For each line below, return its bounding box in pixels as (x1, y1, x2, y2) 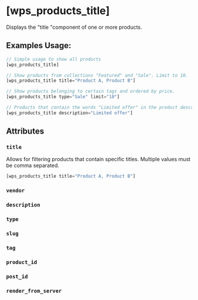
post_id (6, 273, 28, 280)
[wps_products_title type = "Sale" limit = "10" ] (6, 94, 120, 100)
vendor (6, 187, 25, 194)
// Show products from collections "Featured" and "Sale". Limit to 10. (6, 72, 189, 78)
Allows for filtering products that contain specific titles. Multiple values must (6, 156, 191, 163)
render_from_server (6, 287, 62, 294)
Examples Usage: (6, 41, 72, 51)
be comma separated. (6, 162, 60, 169)
